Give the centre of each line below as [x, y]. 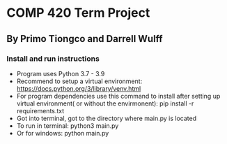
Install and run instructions [53, 59]
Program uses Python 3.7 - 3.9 [61, 73]
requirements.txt [40, 110]
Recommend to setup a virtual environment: [79, 81]
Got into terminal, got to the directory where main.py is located [106, 118]
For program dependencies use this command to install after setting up [118, 96]
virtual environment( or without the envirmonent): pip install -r [105, 103]
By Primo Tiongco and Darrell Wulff [85, 39]
